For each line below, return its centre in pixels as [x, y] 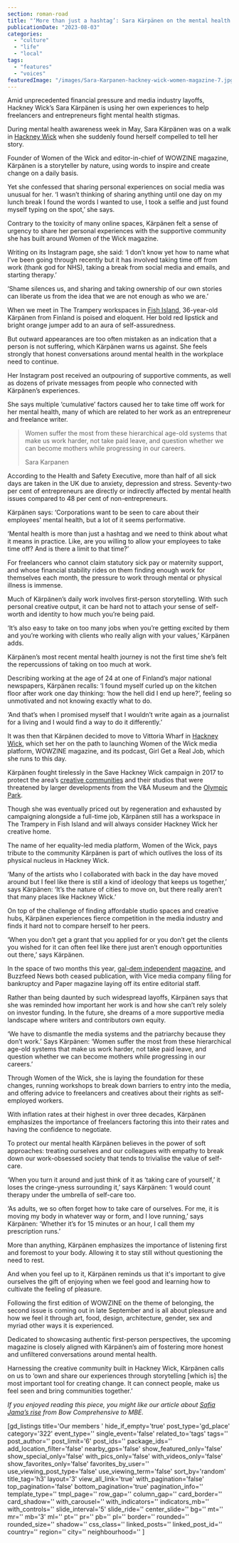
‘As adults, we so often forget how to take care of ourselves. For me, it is [113, 1209]
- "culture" [32, 41]
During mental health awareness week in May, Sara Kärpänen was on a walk [119, 129]
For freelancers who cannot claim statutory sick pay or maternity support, [116, 563]
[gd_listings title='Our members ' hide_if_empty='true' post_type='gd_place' [119, 1426]
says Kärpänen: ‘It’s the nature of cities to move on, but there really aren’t [115, 889]
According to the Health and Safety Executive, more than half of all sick [112, 476]
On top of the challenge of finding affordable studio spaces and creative [113, 911]
